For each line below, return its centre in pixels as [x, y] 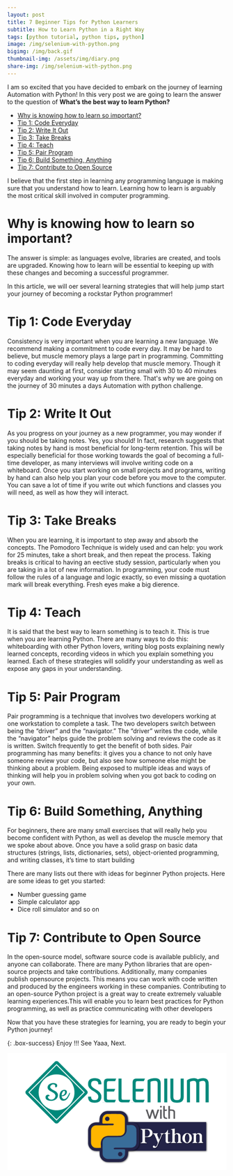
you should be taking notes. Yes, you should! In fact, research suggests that [116, 440]
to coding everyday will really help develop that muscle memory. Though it [114, 363]
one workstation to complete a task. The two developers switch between [111, 724]
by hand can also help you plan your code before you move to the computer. [116, 477]
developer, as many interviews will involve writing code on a [107, 462]
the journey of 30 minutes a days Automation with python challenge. [105, 385]
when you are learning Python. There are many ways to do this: [98, 639]
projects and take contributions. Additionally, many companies [118, 972]
